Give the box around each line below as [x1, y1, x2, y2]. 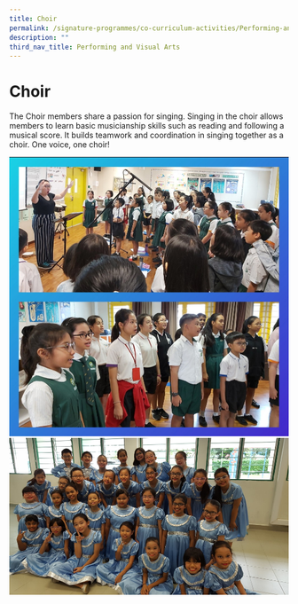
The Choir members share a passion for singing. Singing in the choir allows [9, 111, 284, 122]
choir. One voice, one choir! [9, 139, 111, 150]
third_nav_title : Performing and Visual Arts [9, 43, 180, 51]
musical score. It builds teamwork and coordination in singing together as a [9, 129, 284, 141]
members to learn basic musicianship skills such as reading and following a [9, 121, 285, 131]
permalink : [9, 23, 50, 33]
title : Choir [9, 14, 58, 23]
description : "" [9, 33, 69, 42]
